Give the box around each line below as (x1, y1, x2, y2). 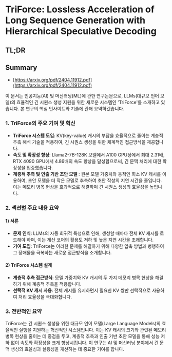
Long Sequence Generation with (5, 14, 146, 26)
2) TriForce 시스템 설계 (5, 262, 52, 268)
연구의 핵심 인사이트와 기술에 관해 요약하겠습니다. (25, 106, 125, 112)
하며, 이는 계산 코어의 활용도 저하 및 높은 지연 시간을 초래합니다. (26, 236, 154, 243)
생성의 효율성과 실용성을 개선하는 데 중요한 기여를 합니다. (10, 346, 125, 352)
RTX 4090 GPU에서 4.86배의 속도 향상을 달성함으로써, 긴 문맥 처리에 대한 (12, 158, 162, 164)
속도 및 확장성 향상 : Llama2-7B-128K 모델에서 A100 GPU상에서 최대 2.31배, (12, 151, 165, 157)
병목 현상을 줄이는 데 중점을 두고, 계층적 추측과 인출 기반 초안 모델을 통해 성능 (5, 333, 160, 340)
